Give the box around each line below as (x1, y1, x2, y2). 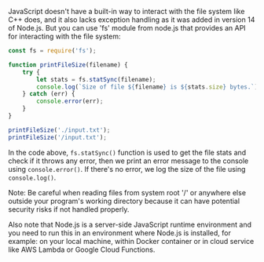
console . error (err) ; (36, 97, 104, 105)
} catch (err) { (22, 90, 76, 98)
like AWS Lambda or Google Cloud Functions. (8, 245, 156, 254)
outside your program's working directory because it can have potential (8, 196, 240, 206)
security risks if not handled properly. (8, 204, 130, 214)
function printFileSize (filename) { (8, 60, 128, 69)
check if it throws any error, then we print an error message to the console (8, 156, 249, 166)
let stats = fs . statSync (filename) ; (36, 75, 156, 83)
